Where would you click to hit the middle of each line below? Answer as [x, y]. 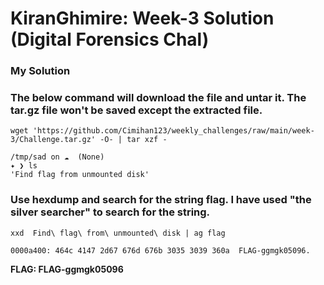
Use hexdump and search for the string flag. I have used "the [161, 200]
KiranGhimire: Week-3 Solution [142, 18]
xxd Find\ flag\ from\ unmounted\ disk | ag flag [118, 233]
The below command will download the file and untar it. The [158, 98]
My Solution [40, 71]
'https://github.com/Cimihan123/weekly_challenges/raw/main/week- [173, 131]
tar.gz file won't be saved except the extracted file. [136, 110]
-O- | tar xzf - [133, 140]
